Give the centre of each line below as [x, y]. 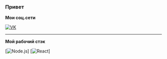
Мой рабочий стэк [25, 42]
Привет [15, 7]
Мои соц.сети [20, 18]
